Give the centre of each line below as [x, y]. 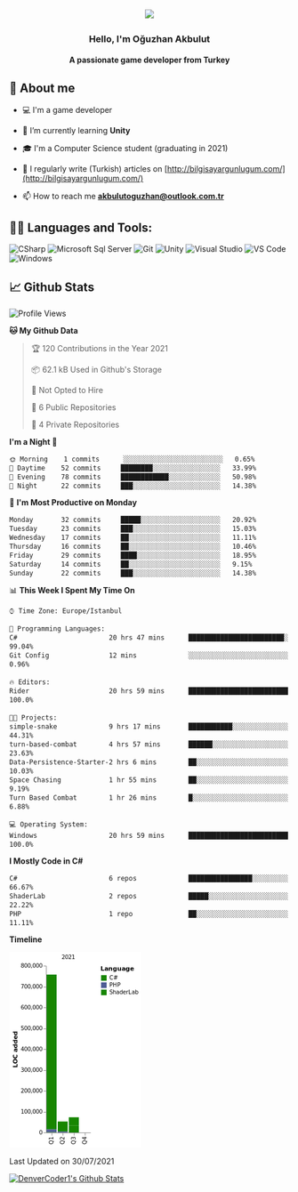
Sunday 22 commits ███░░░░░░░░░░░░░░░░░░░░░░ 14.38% [133, 573]
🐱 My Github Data [44, 330]
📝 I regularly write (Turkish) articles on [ [95, 169]
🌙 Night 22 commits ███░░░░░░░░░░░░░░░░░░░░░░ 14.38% [133, 486]
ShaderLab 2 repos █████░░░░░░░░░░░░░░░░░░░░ [149, 896]
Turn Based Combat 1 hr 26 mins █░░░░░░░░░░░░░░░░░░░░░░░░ [149, 797]
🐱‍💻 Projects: [33, 717]
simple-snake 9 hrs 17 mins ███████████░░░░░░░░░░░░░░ [149, 726]
